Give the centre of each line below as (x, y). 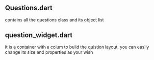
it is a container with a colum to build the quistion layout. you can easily (77, 47)
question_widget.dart (39, 35)
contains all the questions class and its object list (54, 20)
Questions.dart (29, 8)
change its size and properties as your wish (49, 52)
